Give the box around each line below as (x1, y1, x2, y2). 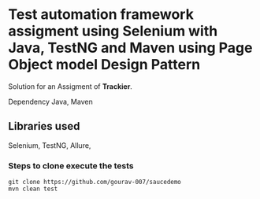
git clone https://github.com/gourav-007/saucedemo (8, 179, 181, 186)
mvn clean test (8, 185, 58, 193)
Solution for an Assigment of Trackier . (8, 81, 132, 91)
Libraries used (8, 120, 80, 133)
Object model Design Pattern (8, 56, 201, 74)
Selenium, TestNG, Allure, (8, 140, 91, 150)
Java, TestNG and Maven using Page (8, 39, 253, 57)
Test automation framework (8, 6, 195, 24)
